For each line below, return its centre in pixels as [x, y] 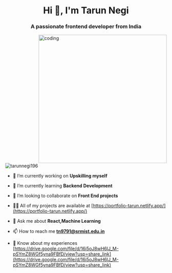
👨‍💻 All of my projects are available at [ [53, 206]
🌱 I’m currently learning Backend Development [62, 186]
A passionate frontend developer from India [86, 27]
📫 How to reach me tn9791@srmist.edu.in [59, 231]
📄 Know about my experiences [45, 243]
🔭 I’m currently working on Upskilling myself [60, 176]
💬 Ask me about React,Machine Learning [57, 221]
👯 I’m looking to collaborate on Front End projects [65, 196]
